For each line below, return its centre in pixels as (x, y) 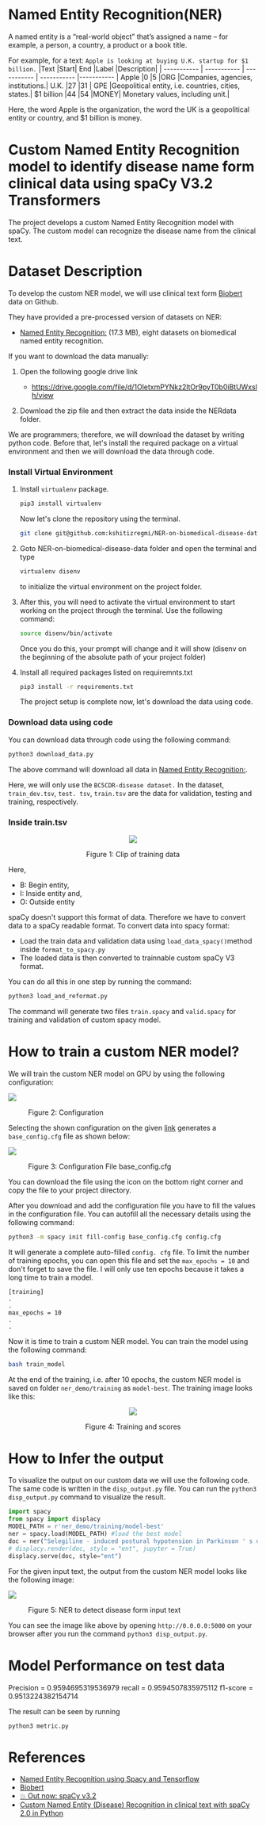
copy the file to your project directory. (70, 1190)
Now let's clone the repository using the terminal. (100, 519)
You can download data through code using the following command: (120, 740)
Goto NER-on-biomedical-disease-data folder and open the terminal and (138, 548)
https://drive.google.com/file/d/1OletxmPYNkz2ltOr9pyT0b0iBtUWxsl (144, 387)
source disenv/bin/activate (66, 633)
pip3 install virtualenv (61, 504)
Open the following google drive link (79, 371)
